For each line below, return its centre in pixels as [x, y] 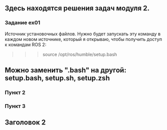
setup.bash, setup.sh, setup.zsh [57, 78]
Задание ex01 [23, 23]
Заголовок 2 [25, 123]
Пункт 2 [15, 92]
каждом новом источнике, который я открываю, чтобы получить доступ [83, 39]
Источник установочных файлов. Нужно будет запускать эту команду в [83, 34]
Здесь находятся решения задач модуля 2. [77, 8]
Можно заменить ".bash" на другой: [65, 70]
